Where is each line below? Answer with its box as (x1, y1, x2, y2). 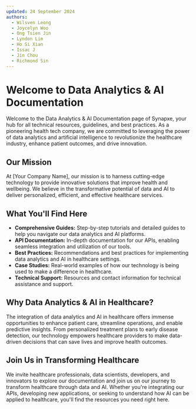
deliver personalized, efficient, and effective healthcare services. (6, 192, 164, 199)
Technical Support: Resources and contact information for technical (14, 274, 181, 281)
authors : (6, 14, 28, 20)
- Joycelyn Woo (11, 25, 49, 31)
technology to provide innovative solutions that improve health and (6, 179, 168, 186)
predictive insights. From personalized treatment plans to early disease (6, 325, 178, 332)
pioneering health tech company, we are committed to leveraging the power (6, 128, 190, 135)
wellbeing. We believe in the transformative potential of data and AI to (6, 185, 175, 192)
